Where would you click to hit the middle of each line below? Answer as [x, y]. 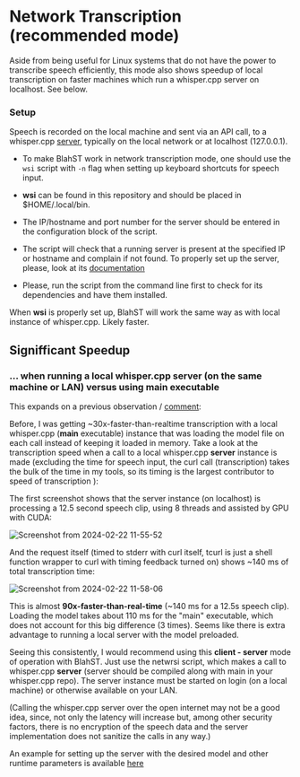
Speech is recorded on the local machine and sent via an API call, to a [138, 132]
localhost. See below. [48, 89]
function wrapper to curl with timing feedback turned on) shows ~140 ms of [149, 562]
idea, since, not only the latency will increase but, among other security [141, 717]
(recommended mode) [94, 35]
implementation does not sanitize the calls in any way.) [110, 736]
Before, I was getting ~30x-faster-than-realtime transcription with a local [143, 423]
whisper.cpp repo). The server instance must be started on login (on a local [148, 680]
